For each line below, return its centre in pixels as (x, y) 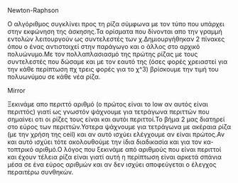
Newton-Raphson (33, 10)
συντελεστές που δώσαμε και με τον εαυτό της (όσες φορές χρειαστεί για (118, 62)
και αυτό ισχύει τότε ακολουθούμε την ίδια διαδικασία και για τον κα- (111, 142)
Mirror (17, 90)
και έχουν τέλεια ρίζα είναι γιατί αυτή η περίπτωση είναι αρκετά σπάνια (115, 157)
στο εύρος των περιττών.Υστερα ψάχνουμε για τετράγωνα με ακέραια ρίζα (119, 127)
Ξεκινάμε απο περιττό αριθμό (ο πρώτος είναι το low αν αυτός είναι (108, 104)
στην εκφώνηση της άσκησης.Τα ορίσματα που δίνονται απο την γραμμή (115, 32)
